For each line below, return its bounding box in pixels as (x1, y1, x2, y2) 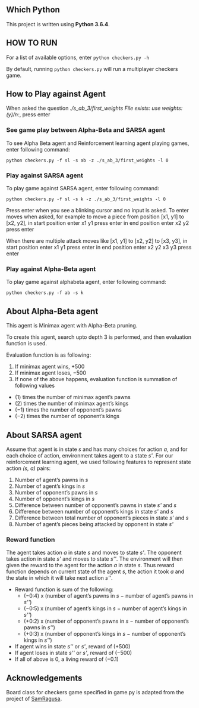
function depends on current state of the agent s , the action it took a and (6, 568, 185, 575)
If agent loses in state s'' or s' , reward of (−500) (14, 650, 132, 657)
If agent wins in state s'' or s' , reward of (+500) (14, 643, 131, 650)
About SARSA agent (6, 429, 82, 440)
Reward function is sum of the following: (14, 586, 114, 593)
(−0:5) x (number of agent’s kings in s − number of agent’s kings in (23, 605, 187, 612)
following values (14, 382, 55, 389)
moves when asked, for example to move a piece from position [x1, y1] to (6, 213, 184, 220)
